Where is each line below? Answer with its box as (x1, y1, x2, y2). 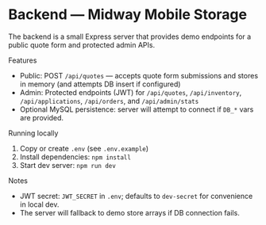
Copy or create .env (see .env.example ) (19, 143, 149, 153)
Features (8, 55, 37, 65)
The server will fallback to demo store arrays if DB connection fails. (19, 208, 240, 217)
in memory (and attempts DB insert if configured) (19, 79, 181, 89)
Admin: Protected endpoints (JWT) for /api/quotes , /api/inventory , (19, 87, 242, 97)
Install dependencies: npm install (19, 152, 131, 162)
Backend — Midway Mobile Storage (8, 6, 248, 24)
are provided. (19, 113, 64, 122)
